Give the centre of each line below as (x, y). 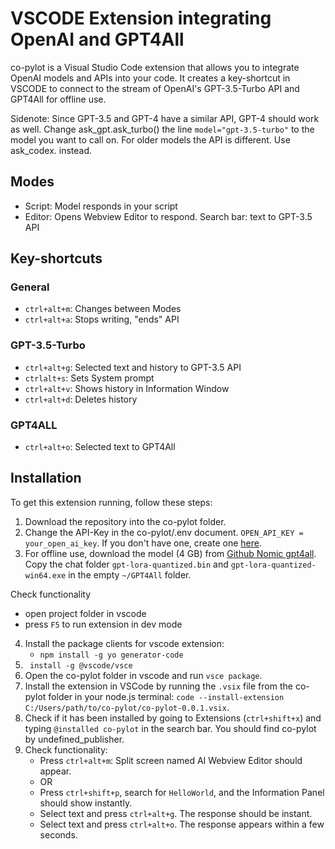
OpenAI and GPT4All (97, 39)
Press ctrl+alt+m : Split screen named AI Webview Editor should (171, 760)
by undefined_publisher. (74, 739)
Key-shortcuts (56, 258)
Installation (46, 478)
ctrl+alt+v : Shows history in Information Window (127, 388)
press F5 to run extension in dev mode (103, 624)
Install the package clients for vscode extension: (124, 643)
